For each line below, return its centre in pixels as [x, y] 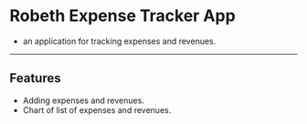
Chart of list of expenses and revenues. [97, 109]
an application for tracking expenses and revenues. [119, 41]
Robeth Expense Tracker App [122, 16]
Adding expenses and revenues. [83, 100]
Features [35, 78]
